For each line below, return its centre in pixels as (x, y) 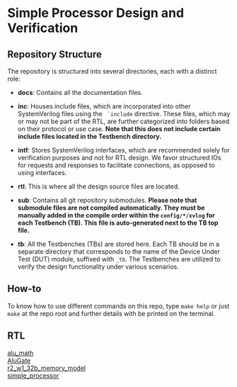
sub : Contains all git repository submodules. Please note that (107, 200)
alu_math (21, 353)
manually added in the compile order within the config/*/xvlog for (116, 215)
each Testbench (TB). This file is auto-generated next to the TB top (118, 223)
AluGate (19, 360)
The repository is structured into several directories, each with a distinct (112, 71)
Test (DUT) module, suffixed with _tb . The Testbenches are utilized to (119, 259)
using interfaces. (42, 173)
